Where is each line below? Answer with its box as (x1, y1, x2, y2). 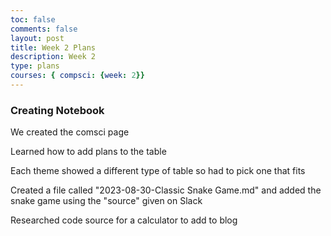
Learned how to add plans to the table (10, 146, 167, 158)
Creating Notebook (10, 103, 105, 117)
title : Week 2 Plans (10, 42, 97, 53)
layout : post (10, 33, 65, 43)
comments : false (10, 24, 78, 34)
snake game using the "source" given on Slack (10, 195, 203, 207)
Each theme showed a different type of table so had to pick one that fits (10, 165, 306, 177)
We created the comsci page (10, 126, 130, 138)
